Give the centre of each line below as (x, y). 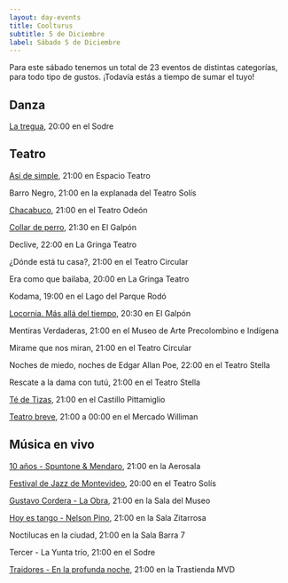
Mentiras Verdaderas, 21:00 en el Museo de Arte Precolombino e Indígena (144, 331)
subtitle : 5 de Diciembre (57, 34)
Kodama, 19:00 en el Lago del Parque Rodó (88, 296)
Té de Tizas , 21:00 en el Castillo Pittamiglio (87, 399)
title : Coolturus (41, 26)
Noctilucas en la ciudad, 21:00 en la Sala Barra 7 (97, 535)
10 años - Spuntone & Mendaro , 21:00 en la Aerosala (105, 466)
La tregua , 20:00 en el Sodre (62, 126)
